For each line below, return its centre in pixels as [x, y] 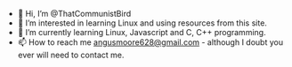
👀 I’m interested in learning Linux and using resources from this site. [142, 23]
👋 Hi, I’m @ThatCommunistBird [74, 14]
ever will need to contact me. [71, 55]
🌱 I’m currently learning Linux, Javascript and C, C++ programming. [142, 32]
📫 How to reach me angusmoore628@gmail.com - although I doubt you [150, 42]
